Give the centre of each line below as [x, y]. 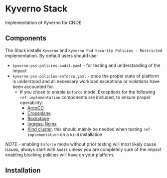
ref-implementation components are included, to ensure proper [85, 97]
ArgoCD [35, 107]
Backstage [38, 118]
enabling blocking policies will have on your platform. [60, 154]
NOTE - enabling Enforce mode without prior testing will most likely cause [81, 144]
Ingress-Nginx [42, 123]
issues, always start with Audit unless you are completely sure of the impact [83, 149]
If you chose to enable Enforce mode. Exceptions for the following [87, 92]
